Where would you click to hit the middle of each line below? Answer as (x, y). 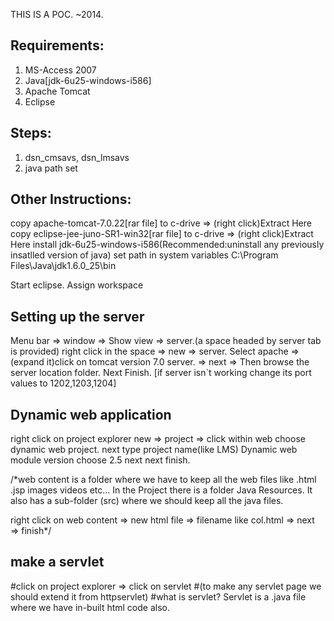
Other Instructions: (71, 199)
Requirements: (57, 45)
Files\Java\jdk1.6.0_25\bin (63, 266)
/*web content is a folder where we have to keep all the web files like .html (163, 480)
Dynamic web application (91, 414)
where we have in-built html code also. (90, 607)
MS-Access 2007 (60, 70)
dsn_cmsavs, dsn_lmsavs (77, 157)
